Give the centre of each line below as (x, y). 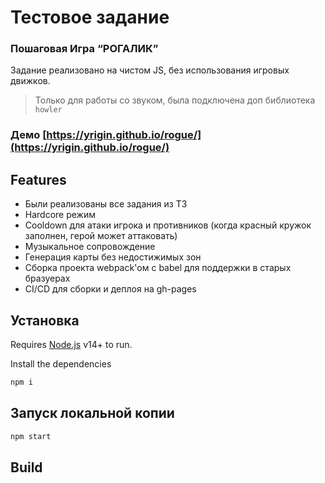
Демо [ (28, 135)
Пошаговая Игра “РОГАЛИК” (84, 49)
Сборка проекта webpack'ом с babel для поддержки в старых (158, 268)
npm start (31, 436)
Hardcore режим (60, 215)
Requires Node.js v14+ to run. (71, 345)
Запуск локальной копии (92, 413)
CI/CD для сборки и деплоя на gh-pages (110, 289)
